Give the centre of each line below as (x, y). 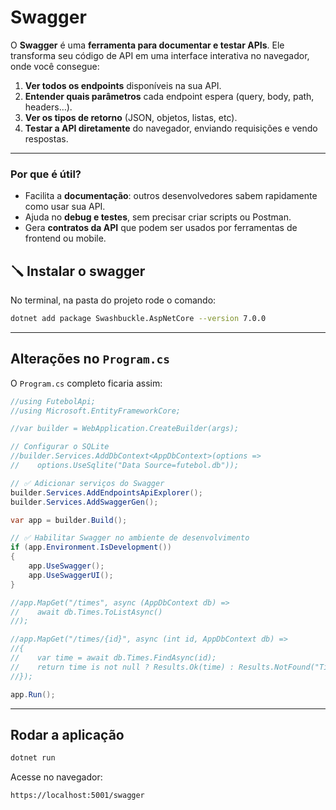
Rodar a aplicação (67, 735)
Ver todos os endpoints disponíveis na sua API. (123, 85)
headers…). (48, 107)
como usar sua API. (65, 207)
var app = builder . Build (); (69, 520)
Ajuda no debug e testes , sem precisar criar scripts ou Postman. (158, 217)
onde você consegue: (55, 66)
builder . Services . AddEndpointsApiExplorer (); (106, 492)
